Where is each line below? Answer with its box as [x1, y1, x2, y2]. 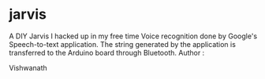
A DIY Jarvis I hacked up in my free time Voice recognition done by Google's [9, 31, 258, 41]
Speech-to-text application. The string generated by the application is [9, 39, 236, 48]
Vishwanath [9, 63, 48, 72]
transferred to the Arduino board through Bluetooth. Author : [9, 48, 205, 57]
